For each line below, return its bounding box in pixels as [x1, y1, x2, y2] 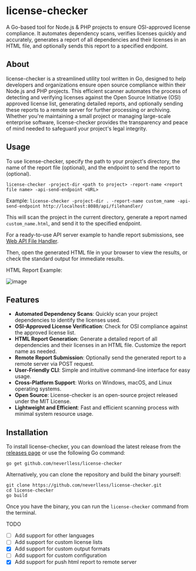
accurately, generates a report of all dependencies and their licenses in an [6, 36, 187, 43]
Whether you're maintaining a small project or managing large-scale [6, 112, 171, 119]
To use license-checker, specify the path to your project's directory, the [6, 158, 181, 165]
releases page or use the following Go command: [6, 449, 125, 456]
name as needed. [14, 348, 57, 355]
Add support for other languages [14, 532, 95, 539]
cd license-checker [6, 487, 54, 493]
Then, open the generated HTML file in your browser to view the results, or [6, 249, 188, 256]
